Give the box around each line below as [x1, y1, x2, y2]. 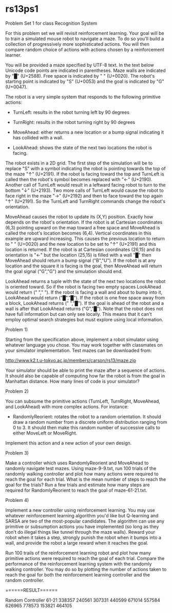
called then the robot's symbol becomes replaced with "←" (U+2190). [5, 176, 152, 183]
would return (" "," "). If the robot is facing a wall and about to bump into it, [5, 289, 163, 295]
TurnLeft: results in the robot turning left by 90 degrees [12, 109, 130, 115]
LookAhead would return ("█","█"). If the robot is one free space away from [5, 294, 165, 301]
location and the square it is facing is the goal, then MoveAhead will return [5, 263, 163, 269]
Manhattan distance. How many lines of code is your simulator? [5, 378, 140, 384]
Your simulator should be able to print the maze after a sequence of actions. [5, 367, 166, 373]
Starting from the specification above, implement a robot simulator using [5, 336, 159, 342]
